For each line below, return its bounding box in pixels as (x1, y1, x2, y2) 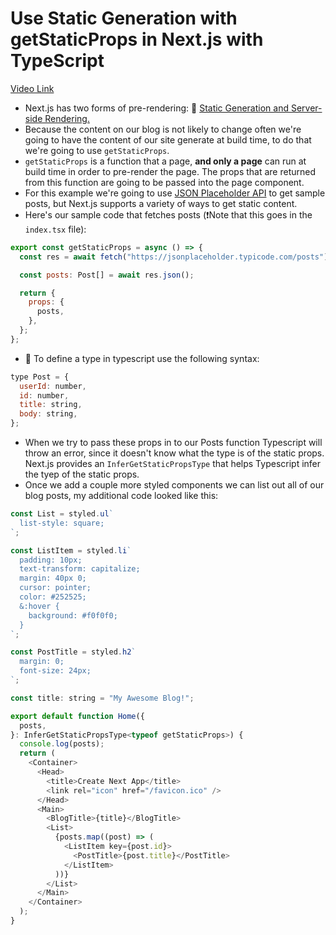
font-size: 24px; (19, 666, 92, 676)
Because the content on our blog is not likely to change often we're (24, 123, 302, 135)
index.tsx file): (24, 223, 87, 235)
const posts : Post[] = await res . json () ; (19, 270, 195, 280)
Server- (290, 102, 323, 114)
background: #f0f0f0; (28, 610, 118, 621)
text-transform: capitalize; (19, 564, 141, 574)
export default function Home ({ (10, 711, 145, 721)
